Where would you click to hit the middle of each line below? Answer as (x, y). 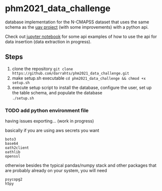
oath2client (17, 148)
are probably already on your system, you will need (56, 171)
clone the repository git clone (43, 69)
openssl (13, 156)
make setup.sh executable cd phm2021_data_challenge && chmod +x (79, 78)
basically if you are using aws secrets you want (52, 130)
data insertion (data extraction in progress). (48, 41)
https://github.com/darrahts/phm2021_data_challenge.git (71, 73)
